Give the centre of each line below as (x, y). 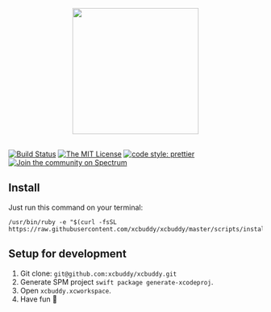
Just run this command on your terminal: (76, 207)
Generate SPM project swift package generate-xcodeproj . (117, 281)
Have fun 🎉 (39, 299)
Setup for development (67, 254)
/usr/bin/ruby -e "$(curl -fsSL (63, 222)
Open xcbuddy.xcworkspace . (65, 290)
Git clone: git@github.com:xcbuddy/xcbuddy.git (98, 273)
